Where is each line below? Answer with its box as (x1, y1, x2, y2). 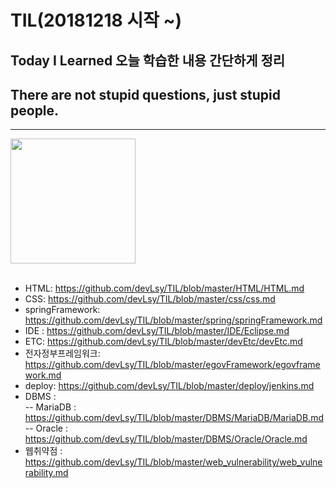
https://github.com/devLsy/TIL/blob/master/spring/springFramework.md (24, 314, 323, 326)
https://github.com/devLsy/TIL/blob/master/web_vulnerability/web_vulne (24, 456, 323, 468)
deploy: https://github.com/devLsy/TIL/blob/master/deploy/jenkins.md (24, 380, 315, 392)
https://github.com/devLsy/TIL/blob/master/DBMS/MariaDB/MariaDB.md (24, 412, 324, 424)
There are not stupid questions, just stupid (10, 86, 282, 103)
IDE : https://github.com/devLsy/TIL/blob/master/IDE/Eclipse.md (24, 325, 290, 337)
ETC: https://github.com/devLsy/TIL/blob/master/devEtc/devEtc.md (24, 336, 303, 348)
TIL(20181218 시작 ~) (10, 9, 183, 32)
